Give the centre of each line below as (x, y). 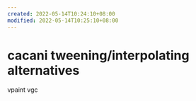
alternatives (44, 70)
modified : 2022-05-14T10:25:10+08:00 (63, 20)
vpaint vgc (23, 90)
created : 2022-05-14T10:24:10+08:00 (61, 14)
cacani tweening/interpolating (98, 55)
